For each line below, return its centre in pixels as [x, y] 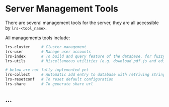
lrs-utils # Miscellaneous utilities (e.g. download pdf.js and [81, 61]
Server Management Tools [62, 9]
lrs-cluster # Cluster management [46, 47]
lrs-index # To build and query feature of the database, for [78, 56]
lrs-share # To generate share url [49, 84]
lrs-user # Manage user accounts [48, 51]
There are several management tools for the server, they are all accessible [82, 23]
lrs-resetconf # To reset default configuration [59, 79]
